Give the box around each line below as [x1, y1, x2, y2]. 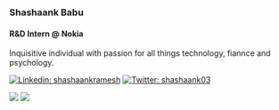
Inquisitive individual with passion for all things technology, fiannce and [9, 48, 271, 59]
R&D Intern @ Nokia [9, 28, 84, 39]
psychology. [9, 58, 54, 68]
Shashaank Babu [9, 6, 85, 19]
